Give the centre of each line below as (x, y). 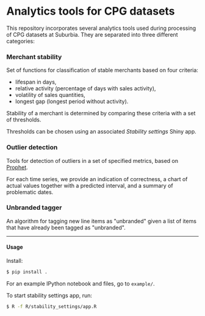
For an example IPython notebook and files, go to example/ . (81, 283)
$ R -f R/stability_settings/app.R (52, 306)
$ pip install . (27, 272)
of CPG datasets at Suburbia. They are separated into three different (92, 34)
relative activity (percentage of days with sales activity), (85, 88)
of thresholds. (24, 120)
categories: (20, 41)
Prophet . (17, 167)
